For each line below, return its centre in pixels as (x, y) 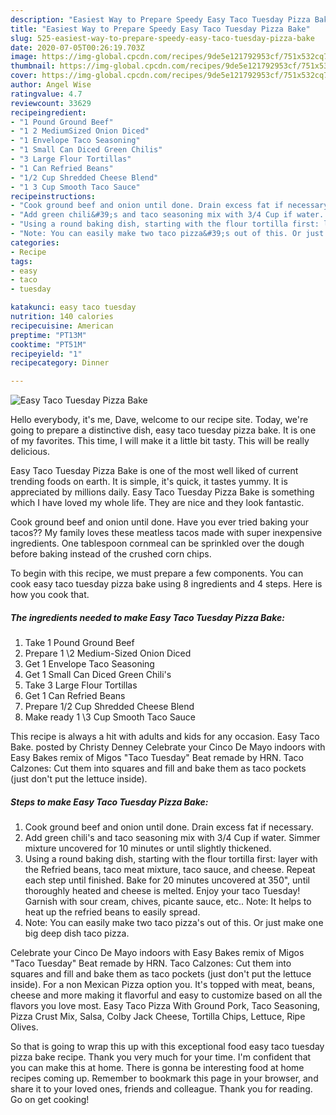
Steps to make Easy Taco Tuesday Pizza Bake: (109, 802)
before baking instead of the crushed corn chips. (111, 554)
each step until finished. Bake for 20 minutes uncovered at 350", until (167, 880)
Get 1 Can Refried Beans (75, 696)
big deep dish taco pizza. (77, 933)
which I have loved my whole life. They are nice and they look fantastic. (157, 503)
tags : (21, 261)
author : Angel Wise (51, 85)
